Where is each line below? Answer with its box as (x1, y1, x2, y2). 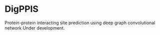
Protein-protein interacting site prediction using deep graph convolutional (4, 20, 156, 26)
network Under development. (4, 25, 65, 31)
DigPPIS (4, 3, 38, 15)
